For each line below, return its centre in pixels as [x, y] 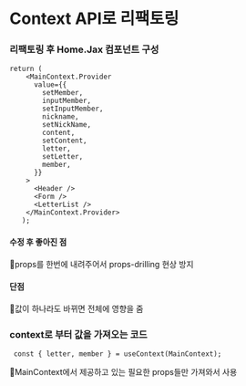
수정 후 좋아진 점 [38, 242]
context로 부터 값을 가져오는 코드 [78, 334]
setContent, [65, 141]
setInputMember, [73, 109]
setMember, [63, 93]
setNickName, [67, 125]
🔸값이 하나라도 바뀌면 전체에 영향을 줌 [77, 308]
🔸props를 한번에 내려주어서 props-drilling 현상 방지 [102, 264]
